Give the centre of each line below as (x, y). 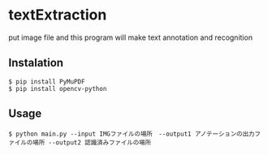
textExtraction (58, 15)
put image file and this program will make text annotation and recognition (131, 37)
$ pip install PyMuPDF (47, 82)
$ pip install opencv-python (58, 88)
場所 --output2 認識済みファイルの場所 (92, 142)
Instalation (36, 63)
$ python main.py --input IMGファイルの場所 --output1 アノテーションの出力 (132, 134)
